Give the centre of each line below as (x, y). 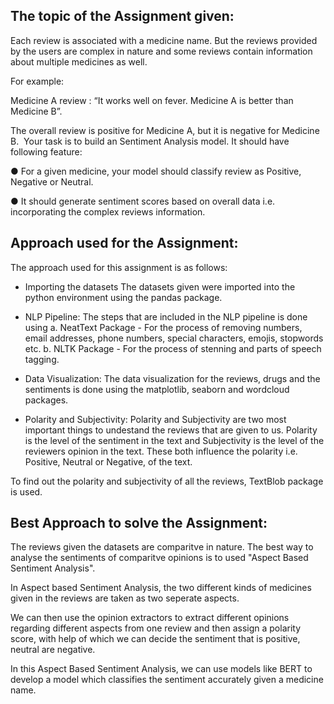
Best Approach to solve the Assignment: (139, 523)
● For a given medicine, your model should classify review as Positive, (156, 171)
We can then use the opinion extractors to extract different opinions (150, 618)
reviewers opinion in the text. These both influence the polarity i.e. (161, 451)
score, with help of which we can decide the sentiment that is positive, (155, 639)
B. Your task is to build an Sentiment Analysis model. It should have (150, 141)
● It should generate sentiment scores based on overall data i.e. (143, 201)
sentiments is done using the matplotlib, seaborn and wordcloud (157, 389)
